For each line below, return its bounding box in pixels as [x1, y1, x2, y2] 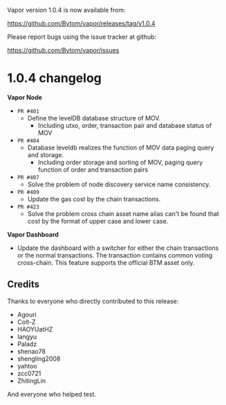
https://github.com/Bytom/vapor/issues [7, 46, 120, 54]
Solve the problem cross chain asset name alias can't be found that [27, 209, 220, 217]
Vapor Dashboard [7, 230, 59, 238]
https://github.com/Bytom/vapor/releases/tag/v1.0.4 [7, 19, 156, 27]
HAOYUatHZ [17, 325, 53, 333]
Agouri [17, 310, 37, 318]
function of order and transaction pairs [37, 165, 149, 174]
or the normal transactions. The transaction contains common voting [17, 251, 213, 259]
